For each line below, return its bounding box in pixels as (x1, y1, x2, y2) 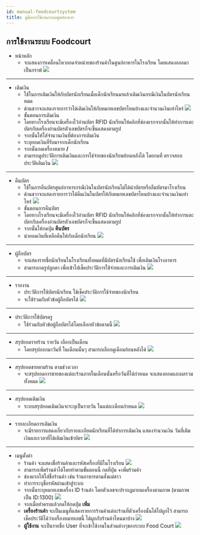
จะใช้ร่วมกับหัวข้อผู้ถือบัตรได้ (23, 296, 79, 303)
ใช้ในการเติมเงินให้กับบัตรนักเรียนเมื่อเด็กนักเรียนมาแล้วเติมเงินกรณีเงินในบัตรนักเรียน (23, 91, 190, 98)
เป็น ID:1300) (23, 494, 54, 501)
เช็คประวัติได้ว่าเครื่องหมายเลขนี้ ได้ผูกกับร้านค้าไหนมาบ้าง (23, 515, 135, 522)
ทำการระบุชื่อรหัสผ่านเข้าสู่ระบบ (23, 479, 83, 487)
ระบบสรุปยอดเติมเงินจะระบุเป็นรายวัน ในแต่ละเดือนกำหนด (23, 403, 137, 410)
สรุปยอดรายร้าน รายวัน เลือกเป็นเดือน (14, 338, 88, 346)
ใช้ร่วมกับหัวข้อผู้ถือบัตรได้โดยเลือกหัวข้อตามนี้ (23, 321, 113, 328)
